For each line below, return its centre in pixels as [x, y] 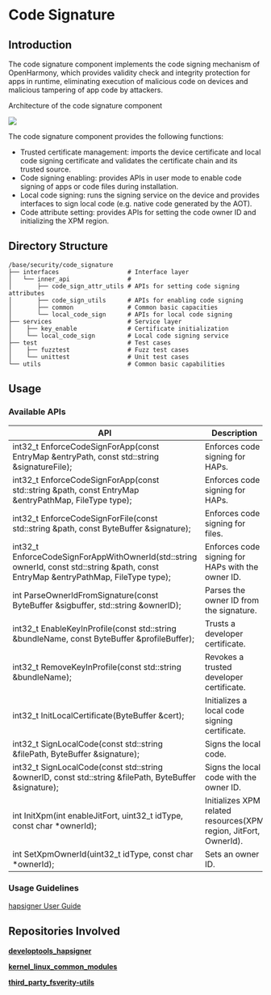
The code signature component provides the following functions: [116, 136]
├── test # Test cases [90, 343]
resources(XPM [234, 820]
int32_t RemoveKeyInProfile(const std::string [97, 667]
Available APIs [37, 412]
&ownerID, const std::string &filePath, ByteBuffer [104, 777]
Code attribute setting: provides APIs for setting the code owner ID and [138, 212]
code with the [230, 777]
